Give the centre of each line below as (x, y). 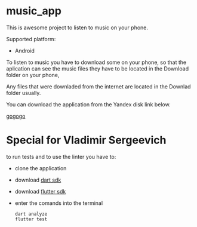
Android (24, 50)
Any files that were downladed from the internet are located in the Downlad (98, 86)
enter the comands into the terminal (59, 203)
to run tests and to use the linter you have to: (61, 157)
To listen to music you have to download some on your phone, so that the (96, 62)
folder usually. (24, 93)
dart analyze (31, 214)
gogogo (16, 116)
